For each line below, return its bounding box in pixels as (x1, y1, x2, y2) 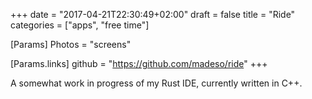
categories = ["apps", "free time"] (10, 19, 150, 31)
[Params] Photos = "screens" (10, 39, 132, 50)
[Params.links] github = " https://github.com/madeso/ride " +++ (10, 58, 268, 69)
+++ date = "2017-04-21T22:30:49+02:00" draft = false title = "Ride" (10, 9, 296, 20)
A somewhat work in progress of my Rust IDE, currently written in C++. (10, 77, 303, 89)
